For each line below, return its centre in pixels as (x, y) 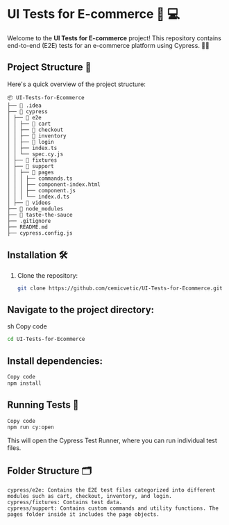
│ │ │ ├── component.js (42, 190)
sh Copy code (27, 326)
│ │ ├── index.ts (32, 148)
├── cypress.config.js (40, 233)
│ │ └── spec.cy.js (35, 154)
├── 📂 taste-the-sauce (40, 215)
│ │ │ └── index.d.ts (39, 197)
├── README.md (28, 227)
